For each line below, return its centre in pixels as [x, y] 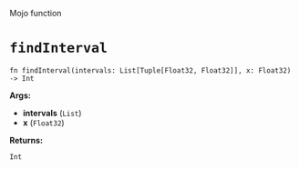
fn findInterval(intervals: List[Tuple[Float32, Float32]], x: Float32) [150, 70]
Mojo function [36, 13]
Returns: [26, 140]
